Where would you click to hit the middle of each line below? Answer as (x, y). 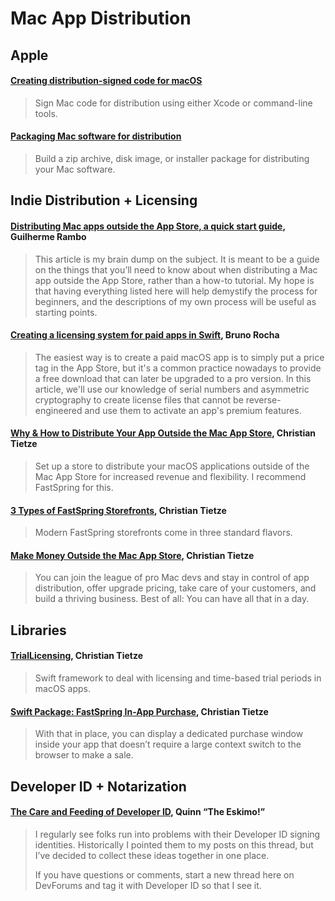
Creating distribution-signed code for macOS (106, 81)
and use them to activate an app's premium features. (193, 410)
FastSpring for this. (74, 487)
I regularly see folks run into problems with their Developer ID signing (177, 834)
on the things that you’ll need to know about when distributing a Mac (176, 269)
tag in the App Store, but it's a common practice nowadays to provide (178, 368)
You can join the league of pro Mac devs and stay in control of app (172, 578)
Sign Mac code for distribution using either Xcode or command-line (173, 103)
